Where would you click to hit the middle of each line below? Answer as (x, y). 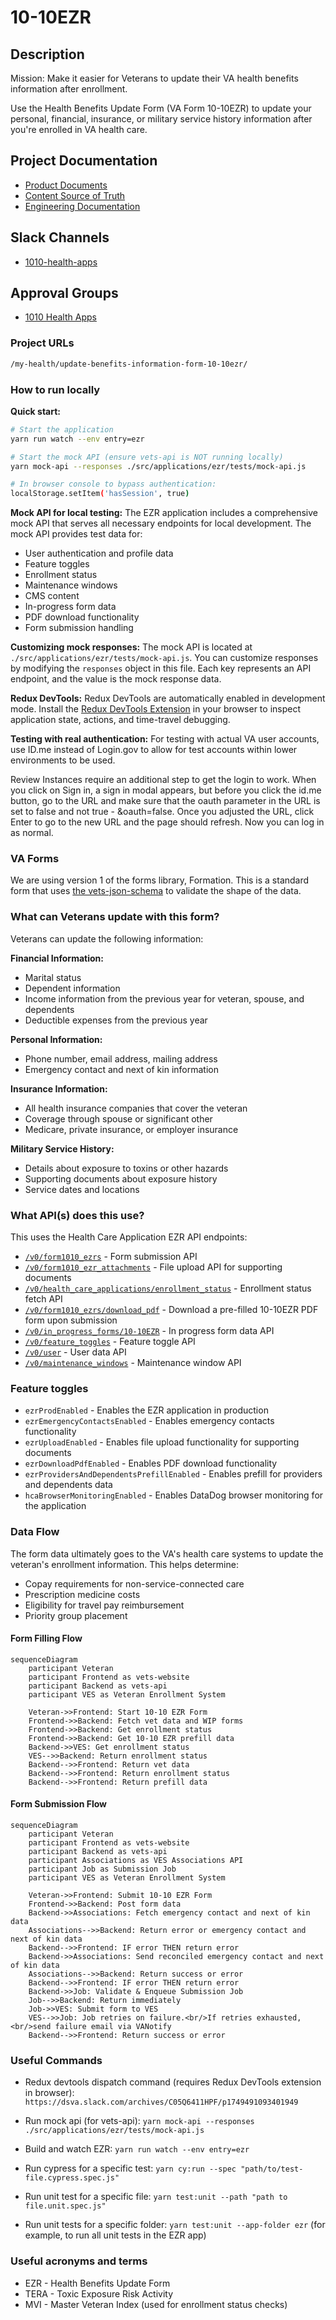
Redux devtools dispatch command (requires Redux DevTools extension (173, 2082)
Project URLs (42, 343)
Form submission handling (79, 628)
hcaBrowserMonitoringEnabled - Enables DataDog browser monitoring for (174, 1495)
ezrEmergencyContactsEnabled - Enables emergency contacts (149, 1421)
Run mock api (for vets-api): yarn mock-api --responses (139, 2121)
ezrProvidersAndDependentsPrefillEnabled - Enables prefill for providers (173, 1474)
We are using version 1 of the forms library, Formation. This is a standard (160, 880)
